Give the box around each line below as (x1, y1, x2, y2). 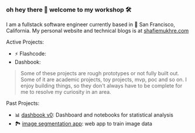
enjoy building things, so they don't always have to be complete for (20, 82, 183, 89)
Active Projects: (6, 38, 45, 45)
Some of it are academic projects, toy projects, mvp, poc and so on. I (20, 76, 187, 83)
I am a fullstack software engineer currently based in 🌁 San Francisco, (6, 21, 176, 28)
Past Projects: (6, 100, 40, 107)
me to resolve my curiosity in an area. (20, 89, 111, 96)
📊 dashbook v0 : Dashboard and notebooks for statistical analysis (14, 111, 174, 118)
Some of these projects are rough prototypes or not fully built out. (20, 70, 180, 77)
